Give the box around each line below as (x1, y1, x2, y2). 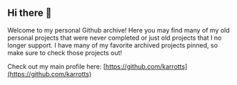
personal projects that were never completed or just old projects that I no (7, 33, 222, 42)
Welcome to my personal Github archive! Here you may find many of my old (7, 25, 230, 34)
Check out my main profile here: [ (7, 62, 106, 71)
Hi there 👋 (7, 7, 52, 19)
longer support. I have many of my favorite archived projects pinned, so (7, 40, 218, 50)
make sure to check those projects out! (7, 48, 123, 57)
